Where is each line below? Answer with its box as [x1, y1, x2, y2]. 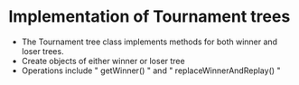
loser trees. [21, 45, 64, 56]
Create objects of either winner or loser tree [21, 55, 186, 66]
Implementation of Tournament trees [8, 6, 291, 27]
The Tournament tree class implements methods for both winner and [21, 36, 277, 47]
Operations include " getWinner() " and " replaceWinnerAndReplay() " [21, 65, 281, 76]
